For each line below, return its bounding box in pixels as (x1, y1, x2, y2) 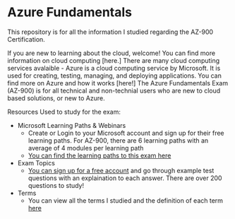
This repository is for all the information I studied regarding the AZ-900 (7, 28, 214, 36)
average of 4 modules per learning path (28, 143, 144, 152)
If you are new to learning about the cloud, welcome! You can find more (7, 49, 216, 57)
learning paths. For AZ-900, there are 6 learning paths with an (28, 136, 209, 145)
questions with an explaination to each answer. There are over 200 (28, 174, 222, 182)
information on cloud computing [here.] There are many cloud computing (7, 56, 220, 64)
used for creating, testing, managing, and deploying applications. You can (7, 71, 222, 80)
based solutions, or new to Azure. (7, 93, 105, 102)
